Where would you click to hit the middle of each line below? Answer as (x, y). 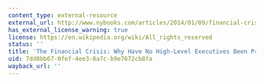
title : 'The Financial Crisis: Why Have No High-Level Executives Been (128, 52)
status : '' (26, 45)
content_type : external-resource (63, 15)
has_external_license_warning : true (68, 30)
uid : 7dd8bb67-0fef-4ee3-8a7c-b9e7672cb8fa (81, 59)
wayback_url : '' (35, 66)
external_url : (31, 23)
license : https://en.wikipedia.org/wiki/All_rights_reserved (110, 37)
